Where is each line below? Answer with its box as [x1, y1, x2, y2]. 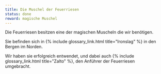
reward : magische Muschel [5, 16, 57, 21]
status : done [5, 12, 32, 16]
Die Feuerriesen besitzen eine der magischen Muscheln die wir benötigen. [5, 30, 154, 35]
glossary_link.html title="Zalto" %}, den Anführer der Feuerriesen [5, 59, 135, 64]
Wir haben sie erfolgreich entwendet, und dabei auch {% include [5, 53, 134, 59]
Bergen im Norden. [5, 44, 43, 50]
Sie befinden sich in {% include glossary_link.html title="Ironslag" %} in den [5, 39, 156, 44]
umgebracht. [5, 63, 31, 69]
